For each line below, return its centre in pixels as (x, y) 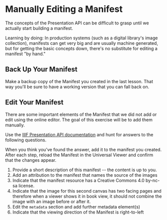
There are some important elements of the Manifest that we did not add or (81, 114)
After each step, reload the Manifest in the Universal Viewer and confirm (79, 155)
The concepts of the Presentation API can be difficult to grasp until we (77, 23)
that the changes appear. (31, 160)
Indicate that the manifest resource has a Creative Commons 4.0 (79, 180)
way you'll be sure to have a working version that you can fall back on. (77, 87)
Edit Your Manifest (34, 102)
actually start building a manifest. (39, 28)
